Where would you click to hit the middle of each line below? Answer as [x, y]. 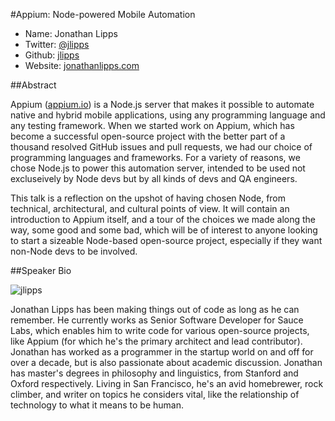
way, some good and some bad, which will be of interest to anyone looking [164, 230]
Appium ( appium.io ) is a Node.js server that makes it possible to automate [162, 104]
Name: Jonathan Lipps [71, 33]
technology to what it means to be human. [97, 405]
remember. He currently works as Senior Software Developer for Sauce [157, 320]
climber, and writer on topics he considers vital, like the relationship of [155, 394]
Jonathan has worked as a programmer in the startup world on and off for [162, 352]
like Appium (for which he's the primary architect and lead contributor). [156, 341]
